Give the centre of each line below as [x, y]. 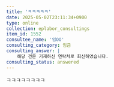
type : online [22, 23]
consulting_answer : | [33, 51]
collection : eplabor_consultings [48, 28]
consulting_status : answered [43, 62]
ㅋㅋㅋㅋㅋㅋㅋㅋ [26, 80]
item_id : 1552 [24, 34]
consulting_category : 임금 [39, 46]
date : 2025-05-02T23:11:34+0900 [46, 17]
